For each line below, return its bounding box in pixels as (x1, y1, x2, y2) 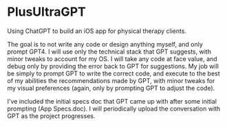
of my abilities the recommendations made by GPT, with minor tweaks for (7, 76, 215, 84)
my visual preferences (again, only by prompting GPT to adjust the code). (7, 84, 215, 92)
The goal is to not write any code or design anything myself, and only (7, 40, 203, 48)
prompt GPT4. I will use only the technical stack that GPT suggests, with (7, 47, 212, 56)
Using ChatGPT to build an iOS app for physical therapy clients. (7, 27, 187, 35)
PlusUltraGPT (7, 4, 86, 20)
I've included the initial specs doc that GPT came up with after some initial (7, 97, 217, 105)
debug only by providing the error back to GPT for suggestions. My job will (7, 62, 219, 70)
